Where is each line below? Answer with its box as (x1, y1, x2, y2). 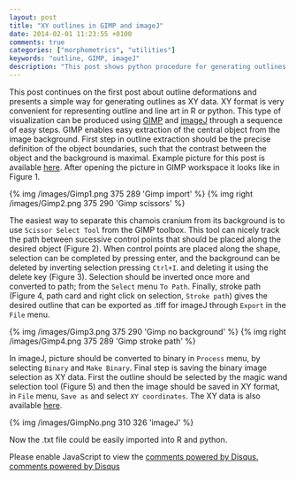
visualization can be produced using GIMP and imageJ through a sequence (9, 114, 283, 125)
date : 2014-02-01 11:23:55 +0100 (9, 29, 133, 38)
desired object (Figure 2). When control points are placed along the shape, (9, 243, 281, 253)
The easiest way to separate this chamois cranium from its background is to (9, 214, 285, 226)
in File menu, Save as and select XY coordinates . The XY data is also (9, 391, 261, 401)
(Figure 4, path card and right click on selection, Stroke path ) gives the (9, 290, 268, 301)
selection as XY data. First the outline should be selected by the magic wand (9, 371, 288, 382)
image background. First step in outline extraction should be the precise (9, 134, 271, 144)
